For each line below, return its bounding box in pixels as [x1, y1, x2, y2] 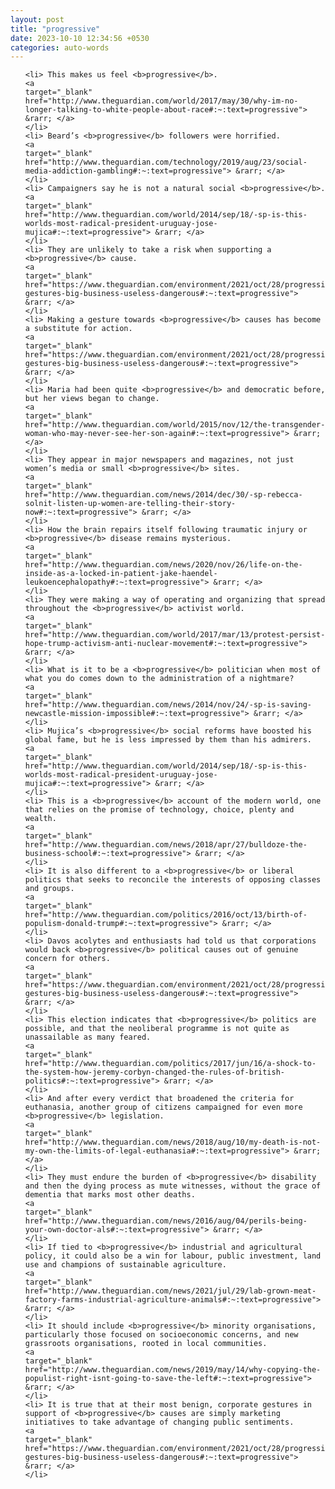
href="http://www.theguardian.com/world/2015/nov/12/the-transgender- [24, 420, 326, 430]
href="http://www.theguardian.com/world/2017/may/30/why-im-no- [24, 96, 299, 106]
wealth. [24, 814, 57, 824]
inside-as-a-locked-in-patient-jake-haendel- [24, 569, 218, 579]
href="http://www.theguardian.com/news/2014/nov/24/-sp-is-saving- [24, 700, 312, 710]
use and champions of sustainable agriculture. [24, 1260, 227, 1270]
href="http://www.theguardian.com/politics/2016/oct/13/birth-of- [24, 910, 308, 920]
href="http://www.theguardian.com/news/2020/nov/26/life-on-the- [24, 560, 303, 570]
